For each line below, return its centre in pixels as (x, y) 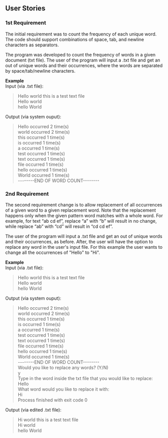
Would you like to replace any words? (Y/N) (63, 367)
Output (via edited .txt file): (33, 410)
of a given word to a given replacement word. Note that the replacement (81, 210)
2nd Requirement (27, 194)
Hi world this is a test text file (48, 420)
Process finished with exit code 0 (53, 400)
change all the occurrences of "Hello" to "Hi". (53, 252)
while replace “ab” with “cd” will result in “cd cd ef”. (59, 226)
